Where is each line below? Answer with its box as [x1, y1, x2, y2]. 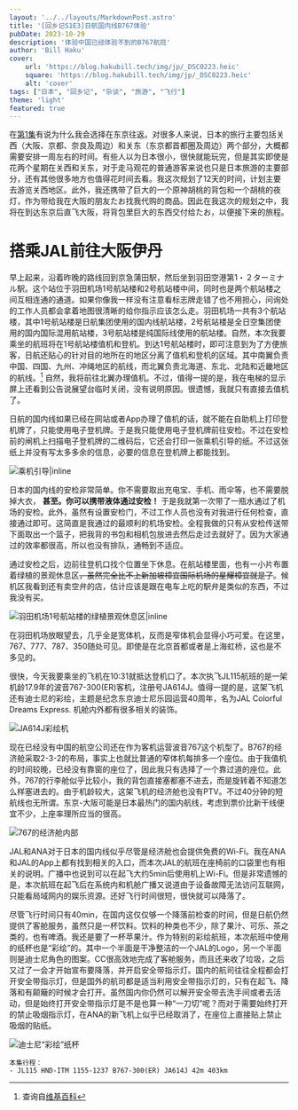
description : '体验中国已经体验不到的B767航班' [9, 37, 171, 47]
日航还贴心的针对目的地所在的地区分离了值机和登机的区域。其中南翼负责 [24, 350, 289, 360]
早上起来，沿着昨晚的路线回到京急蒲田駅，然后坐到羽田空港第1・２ [9, 272, 254, 283]
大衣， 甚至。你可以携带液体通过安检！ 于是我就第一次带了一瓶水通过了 [16, 495, 278, 506]
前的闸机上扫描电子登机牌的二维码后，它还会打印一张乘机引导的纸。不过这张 [9, 436, 289, 446]
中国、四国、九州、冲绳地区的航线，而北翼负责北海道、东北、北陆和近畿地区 [9, 361, 289, 372]
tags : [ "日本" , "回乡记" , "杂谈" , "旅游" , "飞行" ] [9, 87, 186, 96]
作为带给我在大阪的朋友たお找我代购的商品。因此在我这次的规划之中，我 [24, 196, 289, 207]
